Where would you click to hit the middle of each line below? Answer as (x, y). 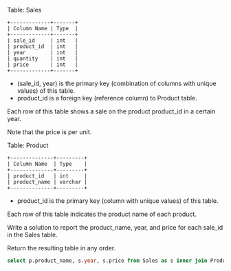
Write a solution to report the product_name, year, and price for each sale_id (115, 227)
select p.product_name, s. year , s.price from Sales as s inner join (107, 261)
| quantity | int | (43, 58)
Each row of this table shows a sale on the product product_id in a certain (111, 111)
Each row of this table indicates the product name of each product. (102, 214)
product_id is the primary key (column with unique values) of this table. (118, 201)
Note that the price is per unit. (49, 132)
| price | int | (43, 65)
